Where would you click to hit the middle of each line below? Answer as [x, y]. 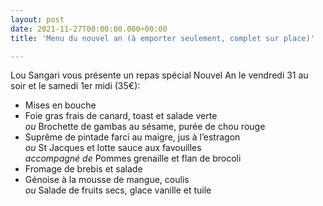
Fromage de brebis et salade [83, 169]
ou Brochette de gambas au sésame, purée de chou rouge [145, 127]
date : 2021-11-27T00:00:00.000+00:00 [89, 29]
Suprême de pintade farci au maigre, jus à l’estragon [132, 137]
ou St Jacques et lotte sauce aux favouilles [113, 148]
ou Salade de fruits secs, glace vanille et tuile [118, 190]
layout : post [37, 19]
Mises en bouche [60, 105]
